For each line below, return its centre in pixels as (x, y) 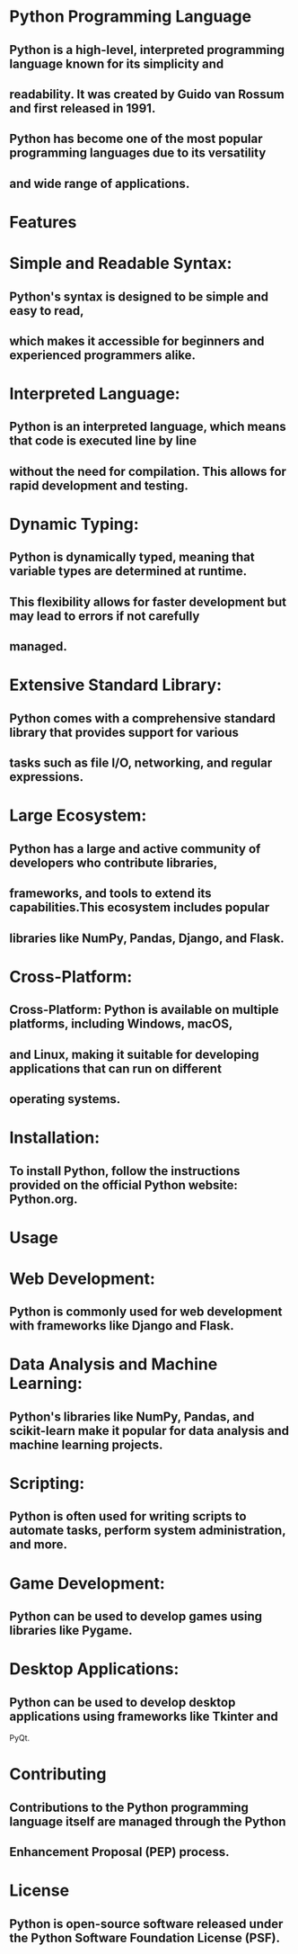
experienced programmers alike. (102, 355)
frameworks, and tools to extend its (111, 894)
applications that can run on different (116, 1068)
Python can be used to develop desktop (123, 1702)
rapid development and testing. (99, 485)
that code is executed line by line (103, 441)
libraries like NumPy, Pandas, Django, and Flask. (147, 938)
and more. (39, 1545)
